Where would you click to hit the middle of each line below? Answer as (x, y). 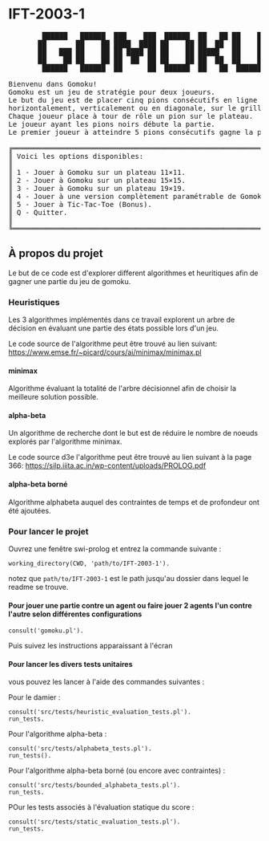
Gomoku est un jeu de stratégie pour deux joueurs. (112, 92)
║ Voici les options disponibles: (76, 156)
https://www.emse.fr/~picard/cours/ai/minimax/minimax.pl (105, 352)
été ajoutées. (30, 510)
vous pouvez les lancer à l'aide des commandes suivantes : (106, 682)
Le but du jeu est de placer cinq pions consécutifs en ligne (133, 100)
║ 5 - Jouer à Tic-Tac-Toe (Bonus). (80, 204)
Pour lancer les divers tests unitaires (70, 664)
